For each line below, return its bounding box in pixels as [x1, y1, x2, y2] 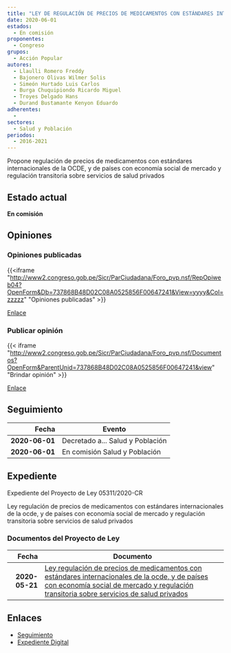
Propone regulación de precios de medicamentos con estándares [7, 157, 192, 165]
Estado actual [7, 191, 67, 203]
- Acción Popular [13, 55, 63, 62]
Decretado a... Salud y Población [61, 436, 167, 445]
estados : [7, 23, 32, 30]
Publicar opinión [7, 325, 63, 335]
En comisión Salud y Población [61, 447, 162, 456]
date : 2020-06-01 [7, 17, 57, 23]
